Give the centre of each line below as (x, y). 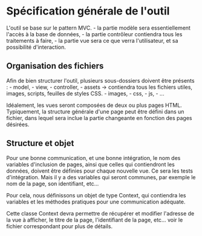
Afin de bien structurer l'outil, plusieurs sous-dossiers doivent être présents (100, 80)
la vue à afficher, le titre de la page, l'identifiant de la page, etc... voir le (95, 220)
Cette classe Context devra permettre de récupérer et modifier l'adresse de (100, 213)
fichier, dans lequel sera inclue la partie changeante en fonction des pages (99, 118)
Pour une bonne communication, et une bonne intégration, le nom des (93, 158)
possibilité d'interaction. (36, 47)
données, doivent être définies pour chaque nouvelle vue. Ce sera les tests (100, 171)
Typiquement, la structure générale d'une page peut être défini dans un (95, 111)
